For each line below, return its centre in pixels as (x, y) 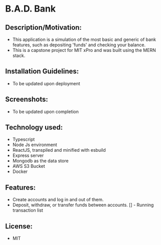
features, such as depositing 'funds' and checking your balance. (79, 45)
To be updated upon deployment (46, 83)
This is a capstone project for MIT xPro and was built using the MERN (84, 50)
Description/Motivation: (43, 27)
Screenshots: (27, 100)
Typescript (24, 140)
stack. (19, 55)
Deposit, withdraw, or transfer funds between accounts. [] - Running (83, 205)
